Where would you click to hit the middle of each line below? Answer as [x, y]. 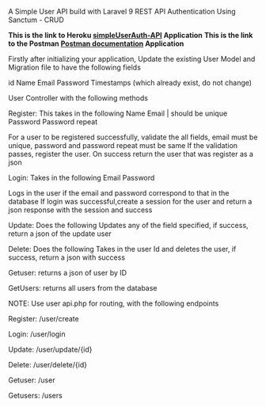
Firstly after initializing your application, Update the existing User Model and [132, 59]
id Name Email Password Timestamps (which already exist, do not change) [130, 83]
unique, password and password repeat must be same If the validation [123, 145]
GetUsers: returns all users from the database [83, 288]
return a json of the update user [60, 234]
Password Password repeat [53, 122]
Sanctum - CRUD [36, 20]
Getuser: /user [32, 380]
